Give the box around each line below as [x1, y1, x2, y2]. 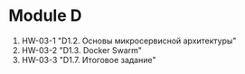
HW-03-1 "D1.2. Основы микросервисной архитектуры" [21, 35, 237, 46]
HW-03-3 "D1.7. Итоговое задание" [21, 54, 156, 65]
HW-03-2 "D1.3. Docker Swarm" [21, 44, 142, 55]
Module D [8, 5, 82, 26]
